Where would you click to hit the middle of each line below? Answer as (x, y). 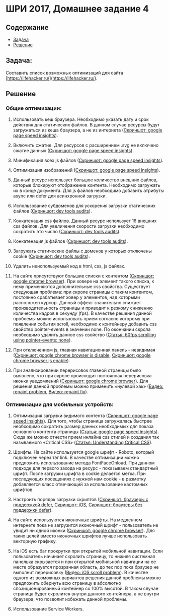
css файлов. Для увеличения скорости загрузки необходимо (79, 226)
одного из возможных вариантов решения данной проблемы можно (87, 578)
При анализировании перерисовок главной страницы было (77, 370)
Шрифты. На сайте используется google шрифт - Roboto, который (83, 452)
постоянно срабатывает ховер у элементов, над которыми (76, 297)
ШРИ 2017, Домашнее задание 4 (77, 9)
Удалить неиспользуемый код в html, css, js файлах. (69, 266)
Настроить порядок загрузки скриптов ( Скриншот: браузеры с (81, 499)
